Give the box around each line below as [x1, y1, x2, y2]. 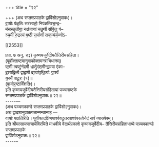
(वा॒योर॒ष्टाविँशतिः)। [5, 81, 36, 87]
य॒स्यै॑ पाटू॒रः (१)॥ [5, 75, 33, 81]
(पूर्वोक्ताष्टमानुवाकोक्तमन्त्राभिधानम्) [5, 58, 62, 64]
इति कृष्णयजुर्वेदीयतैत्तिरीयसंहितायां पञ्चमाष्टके [5, 87, 77, 93]
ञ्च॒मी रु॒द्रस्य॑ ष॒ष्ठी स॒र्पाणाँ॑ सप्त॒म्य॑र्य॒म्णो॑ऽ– [5, 32, 68, 38]
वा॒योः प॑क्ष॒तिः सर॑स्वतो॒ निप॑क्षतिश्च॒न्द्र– [5, 20, 62, 26]
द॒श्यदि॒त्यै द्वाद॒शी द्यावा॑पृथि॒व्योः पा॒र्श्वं [5, 69, 59, 75]
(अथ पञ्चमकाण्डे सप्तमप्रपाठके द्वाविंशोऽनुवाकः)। [5, 103, 82, 110]
